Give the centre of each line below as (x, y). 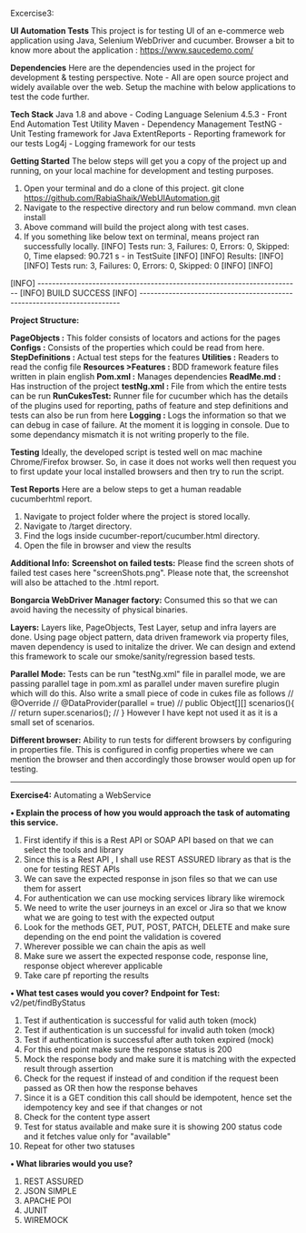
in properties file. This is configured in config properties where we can (142, 749)
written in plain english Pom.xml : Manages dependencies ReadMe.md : (146, 376)
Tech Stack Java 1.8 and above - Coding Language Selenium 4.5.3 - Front (148, 114)
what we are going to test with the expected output (119, 917)
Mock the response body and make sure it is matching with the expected (159, 1059)
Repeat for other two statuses (79, 1146)
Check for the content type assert (87, 1117)
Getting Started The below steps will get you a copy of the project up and (148, 161)
